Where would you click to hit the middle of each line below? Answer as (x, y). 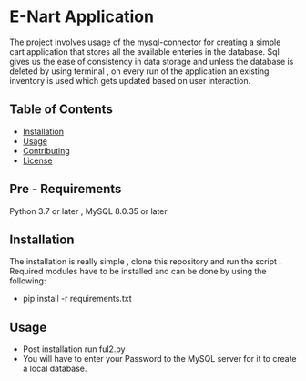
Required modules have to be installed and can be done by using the (138, 272)
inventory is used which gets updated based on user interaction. (130, 80)
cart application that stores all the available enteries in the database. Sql (144, 51)
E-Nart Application (82, 17)
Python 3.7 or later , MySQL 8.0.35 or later (89, 211)
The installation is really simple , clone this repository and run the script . (146, 262)
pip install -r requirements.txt (77, 299)
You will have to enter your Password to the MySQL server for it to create (159, 359)
